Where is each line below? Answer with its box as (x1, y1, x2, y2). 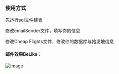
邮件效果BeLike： (5, 51, 42, 57)
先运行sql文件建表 (5, 17, 43, 23)
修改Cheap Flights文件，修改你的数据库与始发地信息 (5, 39, 114, 45)
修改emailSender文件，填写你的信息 (5, 28, 81, 34)
